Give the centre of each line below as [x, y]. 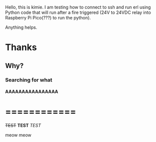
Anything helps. [21, 27]
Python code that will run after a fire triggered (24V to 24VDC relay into [78, 12]
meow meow [18, 135]
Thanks [21, 47]
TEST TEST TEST [23, 126]
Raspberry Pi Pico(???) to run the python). [48, 18]
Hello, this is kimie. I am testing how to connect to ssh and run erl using [78, 7]
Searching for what [29, 80]
